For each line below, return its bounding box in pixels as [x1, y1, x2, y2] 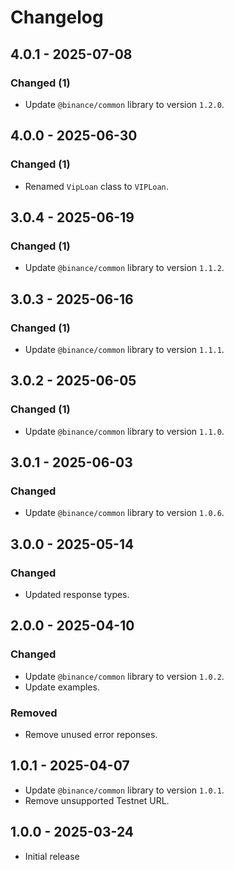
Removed [10, 706, 58, 720]
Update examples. [24, 681, 100, 693]
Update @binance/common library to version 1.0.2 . [24, 670, 225, 682]
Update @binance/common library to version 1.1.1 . [24, 343, 225, 355]
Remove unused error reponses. [24, 728, 158, 740]
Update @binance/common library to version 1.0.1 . [24, 784, 225, 796]
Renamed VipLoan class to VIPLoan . [24, 180, 169, 192]
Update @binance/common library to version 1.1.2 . [24, 262, 225, 274]
